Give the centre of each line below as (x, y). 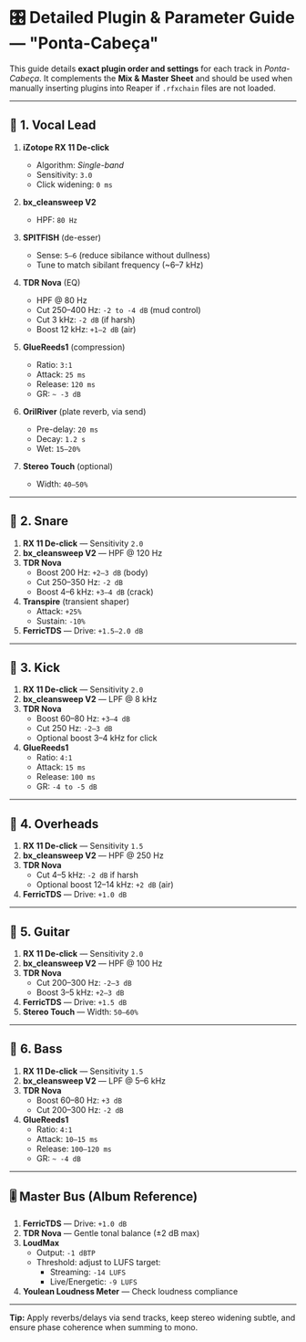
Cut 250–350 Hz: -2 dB (79, 582)
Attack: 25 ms (61, 374)
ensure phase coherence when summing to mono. (104, 1327)
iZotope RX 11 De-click (66, 147)
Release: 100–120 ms (74, 1148)
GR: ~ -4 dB (59, 1158)
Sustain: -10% (61, 621)
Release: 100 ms (66, 777)
